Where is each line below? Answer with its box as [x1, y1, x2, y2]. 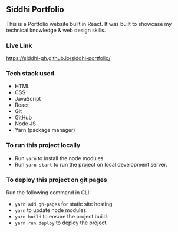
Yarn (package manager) [14, 127, 75, 134]
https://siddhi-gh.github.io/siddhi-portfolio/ [6, 55, 111, 62]
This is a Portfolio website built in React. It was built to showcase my [6, 20, 172, 27]
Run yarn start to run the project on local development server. [14, 161, 168, 168]
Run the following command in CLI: [6, 189, 91, 196]
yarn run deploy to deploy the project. [14, 219, 108, 226]
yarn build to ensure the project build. [14, 213, 108, 220]
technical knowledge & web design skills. [6, 26, 106, 34]
